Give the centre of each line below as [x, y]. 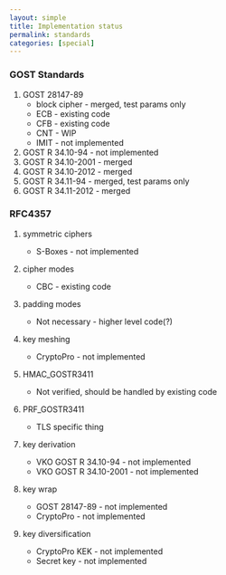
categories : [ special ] [52, 43]
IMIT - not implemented [80, 142]
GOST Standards [47, 75]
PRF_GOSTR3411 [53, 409]
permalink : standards [50, 34]
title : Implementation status [66, 26]
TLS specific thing [70, 426]
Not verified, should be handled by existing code [127, 391]
